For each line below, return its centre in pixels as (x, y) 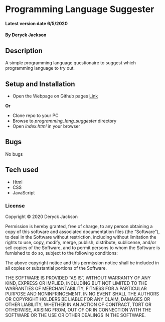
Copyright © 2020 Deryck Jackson (41, 217)
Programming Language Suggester (80, 9)
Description (24, 50)
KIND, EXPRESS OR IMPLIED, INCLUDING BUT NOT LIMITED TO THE (76, 283)
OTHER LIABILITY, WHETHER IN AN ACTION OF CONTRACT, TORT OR (78, 304)
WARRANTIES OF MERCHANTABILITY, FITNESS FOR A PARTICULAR (76, 288)
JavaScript (24, 192)
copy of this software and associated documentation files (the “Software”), (82, 232)
